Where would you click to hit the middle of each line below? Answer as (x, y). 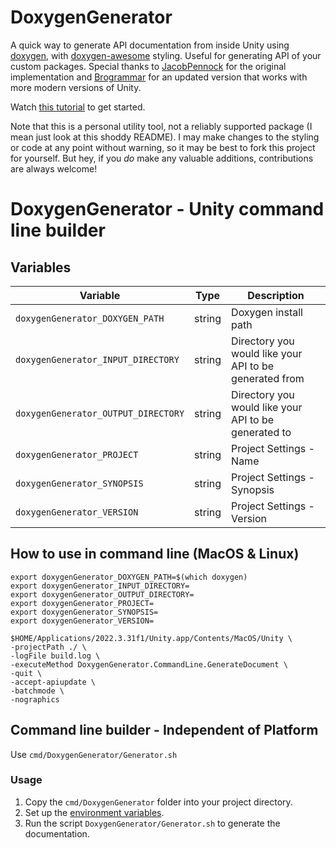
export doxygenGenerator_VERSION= (82, 621)
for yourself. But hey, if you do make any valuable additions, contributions (162, 158)
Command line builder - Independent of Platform (164, 730)
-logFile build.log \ (55, 656)
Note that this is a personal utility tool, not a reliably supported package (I (161, 126)
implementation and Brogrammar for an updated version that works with (159, 77)
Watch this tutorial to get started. (78, 107)
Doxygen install (267, 312)
